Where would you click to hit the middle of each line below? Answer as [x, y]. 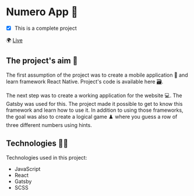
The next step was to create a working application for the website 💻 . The [94, 95]
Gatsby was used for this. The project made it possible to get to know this [94, 104]
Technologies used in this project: [47, 157]
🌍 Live [15, 40]
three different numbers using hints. [49, 125]
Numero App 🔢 [42, 12]
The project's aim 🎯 [42, 61]
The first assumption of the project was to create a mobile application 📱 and [97, 75]
